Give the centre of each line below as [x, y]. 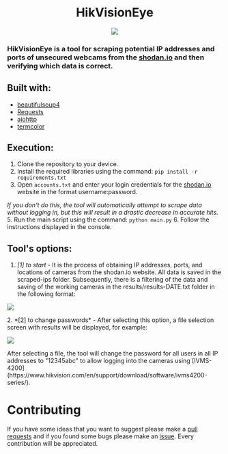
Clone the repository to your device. [68, 164]
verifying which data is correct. [60, 66]
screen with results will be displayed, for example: [77, 328]
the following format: [46, 294]
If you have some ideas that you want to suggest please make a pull [102, 429]
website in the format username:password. [77, 192]
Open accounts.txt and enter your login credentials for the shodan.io [114, 185]
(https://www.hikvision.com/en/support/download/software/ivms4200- [107, 375]
